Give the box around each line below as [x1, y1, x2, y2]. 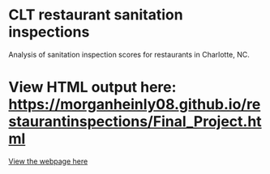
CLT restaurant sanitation [8, 6, 184, 24]
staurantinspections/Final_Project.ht [8, 112, 262, 131]
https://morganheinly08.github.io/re [8, 95, 261, 114]
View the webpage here [8, 156, 88, 166]
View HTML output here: [8, 79, 177, 96]
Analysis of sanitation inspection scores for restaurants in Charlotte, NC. [8, 49, 250, 59]
